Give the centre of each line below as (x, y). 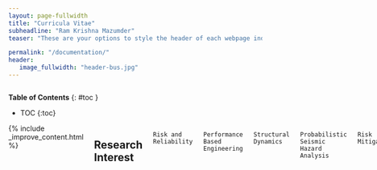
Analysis (315, 156)
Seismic (313, 141)
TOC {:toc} (38, 112)
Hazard (311, 148)
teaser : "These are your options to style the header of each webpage (129, 38)
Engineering (223, 148)
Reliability (173, 141)
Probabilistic (324, 134)
